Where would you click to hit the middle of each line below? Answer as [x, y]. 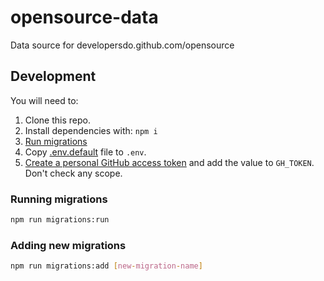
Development [53, 76]
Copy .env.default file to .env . [85, 152]
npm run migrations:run [60, 220]
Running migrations [59, 199]
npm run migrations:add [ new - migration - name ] [106, 266]
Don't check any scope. [73, 173]
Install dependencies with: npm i [91, 130]
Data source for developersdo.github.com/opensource [122, 45]
